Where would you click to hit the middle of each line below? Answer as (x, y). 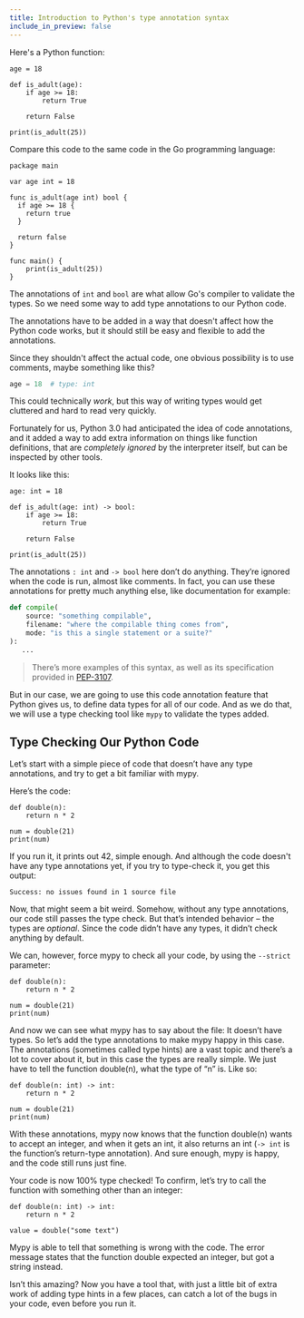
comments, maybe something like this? (82, 367)
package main (34, 166)
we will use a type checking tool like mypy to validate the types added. (139, 714)
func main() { (36, 261)
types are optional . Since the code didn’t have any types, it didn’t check (144, 928)
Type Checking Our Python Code (104, 742)
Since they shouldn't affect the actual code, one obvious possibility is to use (152, 357)
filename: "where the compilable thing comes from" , (127, 625)
